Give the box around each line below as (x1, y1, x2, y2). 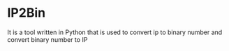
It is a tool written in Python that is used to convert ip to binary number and (7, 28, 223, 36)
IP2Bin (7, 5, 46, 21)
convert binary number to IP (7, 35, 88, 43)
